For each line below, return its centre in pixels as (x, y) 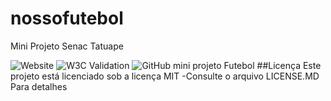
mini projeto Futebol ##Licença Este (247, 65)
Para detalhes (39, 86)
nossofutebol (67, 18)
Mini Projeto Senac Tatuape (67, 46)
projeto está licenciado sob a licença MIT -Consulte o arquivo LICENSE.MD (165, 76)
